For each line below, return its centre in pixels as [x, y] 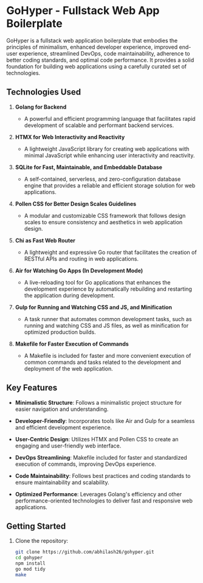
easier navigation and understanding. [62, 409]
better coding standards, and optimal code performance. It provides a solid [100, 60]
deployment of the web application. [69, 368]
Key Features [32, 388]
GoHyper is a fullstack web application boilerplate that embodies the [92, 40]
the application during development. [70, 295]
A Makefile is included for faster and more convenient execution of [108, 355]
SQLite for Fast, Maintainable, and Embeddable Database [89, 167]
